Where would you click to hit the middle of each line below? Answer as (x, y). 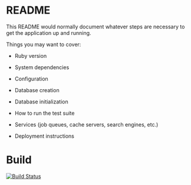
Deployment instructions (45, 136)
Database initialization (42, 102)
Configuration (31, 79)
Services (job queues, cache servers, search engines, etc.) (86, 124)
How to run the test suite (45, 113)
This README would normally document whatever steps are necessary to (95, 27)
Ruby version (31, 56)
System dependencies (42, 67)
